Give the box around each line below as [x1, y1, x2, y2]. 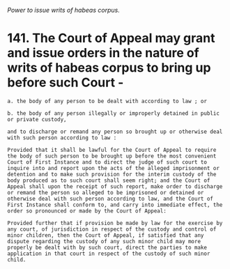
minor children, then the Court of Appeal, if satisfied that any [7, 231, 204, 239]
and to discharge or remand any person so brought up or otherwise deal [7, 128, 223, 135]
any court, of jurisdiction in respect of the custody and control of [7, 226, 217, 233]
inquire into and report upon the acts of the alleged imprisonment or [7, 164, 220, 171]
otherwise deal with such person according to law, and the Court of [7, 195, 214, 202]
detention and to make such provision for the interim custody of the [7, 171, 217, 178]
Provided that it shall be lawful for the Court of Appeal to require [7, 146, 217, 153]
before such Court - [7, 75, 124, 91]
